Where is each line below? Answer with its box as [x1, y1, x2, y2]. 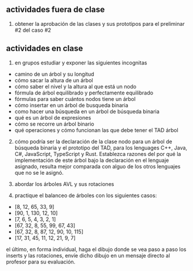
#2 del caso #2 [14, 26, 52, 33]
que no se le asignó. [14, 169, 64, 176]
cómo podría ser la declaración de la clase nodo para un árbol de [14, 138, 172, 145]
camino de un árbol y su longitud [14, 70, 94, 77]
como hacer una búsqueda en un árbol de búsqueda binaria [14, 108, 160, 115]
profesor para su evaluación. [6, 258, 76, 265]
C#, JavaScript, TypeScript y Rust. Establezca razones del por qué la [14, 150, 181, 157]
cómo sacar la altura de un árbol [14, 76, 93, 84]
